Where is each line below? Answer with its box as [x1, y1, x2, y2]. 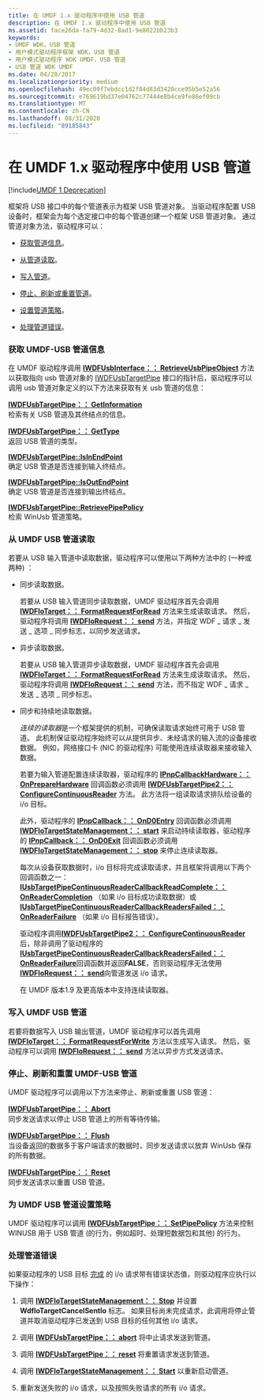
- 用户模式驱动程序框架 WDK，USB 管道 [8, 48, 121, 56]
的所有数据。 [8, 1150, 50, 1160]
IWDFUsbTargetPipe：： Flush [8, 1130, 110, 1140]
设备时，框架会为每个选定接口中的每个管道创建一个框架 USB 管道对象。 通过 [8, 211, 256, 221]
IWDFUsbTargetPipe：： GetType [8, 426, 120, 436]
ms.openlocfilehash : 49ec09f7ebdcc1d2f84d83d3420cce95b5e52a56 [8, 85, 221, 93]
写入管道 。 [19, 271, 55, 281]
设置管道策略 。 [19, 305, 69, 315]
